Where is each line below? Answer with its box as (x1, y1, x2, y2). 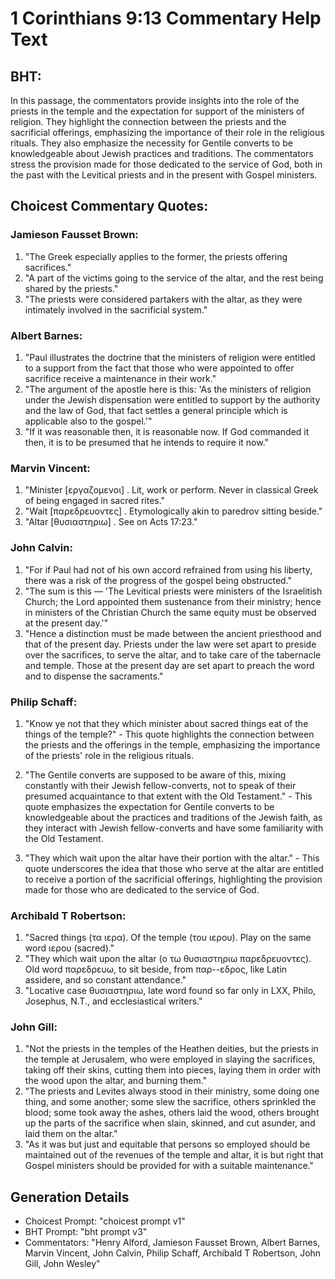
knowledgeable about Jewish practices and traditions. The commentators (10, 148, 314, 159)
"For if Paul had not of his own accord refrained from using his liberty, (24, 563, 313, 576)
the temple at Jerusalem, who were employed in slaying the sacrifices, (24, 1053, 316, 1066)
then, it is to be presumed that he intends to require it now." (24, 436, 270, 448)
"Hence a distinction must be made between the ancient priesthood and (24, 627, 322, 639)
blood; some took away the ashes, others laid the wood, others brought (24, 1107, 320, 1119)
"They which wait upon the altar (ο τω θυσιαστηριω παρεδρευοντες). (24, 953, 312, 965)
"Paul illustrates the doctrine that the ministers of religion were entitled (24, 351, 316, 363)
